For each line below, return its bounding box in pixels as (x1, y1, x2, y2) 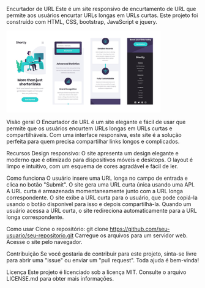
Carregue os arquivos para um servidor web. (75, 232, 188, 239)
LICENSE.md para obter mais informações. (6, 275, 114, 282)
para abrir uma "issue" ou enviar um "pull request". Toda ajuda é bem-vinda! (6, 257, 199, 264)
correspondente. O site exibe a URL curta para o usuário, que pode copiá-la (6, 194, 198, 201)
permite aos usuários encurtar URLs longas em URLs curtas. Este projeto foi (6, 12, 198, 19)
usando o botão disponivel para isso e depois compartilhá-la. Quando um (6, 201, 192, 208)
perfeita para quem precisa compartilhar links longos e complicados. (6, 138, 180, 146)
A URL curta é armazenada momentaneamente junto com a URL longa (6, 188, 184, 195)
